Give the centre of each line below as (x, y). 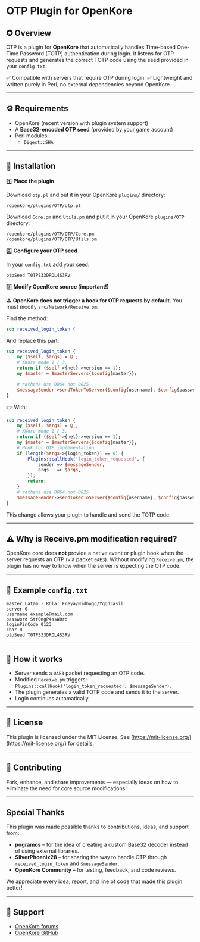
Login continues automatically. (52, 698)
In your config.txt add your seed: (48, 264)
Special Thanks (35, 813)
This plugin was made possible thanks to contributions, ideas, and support (98, 827)
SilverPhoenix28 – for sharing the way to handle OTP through (91, 857)
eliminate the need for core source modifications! (66, 788)
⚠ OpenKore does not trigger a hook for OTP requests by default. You (94, 300)
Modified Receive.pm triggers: (51, 679)
